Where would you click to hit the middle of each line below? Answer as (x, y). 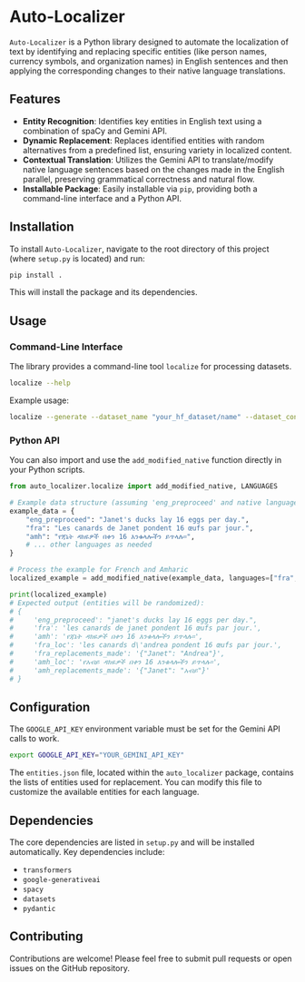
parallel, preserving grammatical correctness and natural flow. (139, 179)
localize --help (40, 383)
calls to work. (34, 739)
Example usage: (39, 400)
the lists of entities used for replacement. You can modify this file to (136, 782)
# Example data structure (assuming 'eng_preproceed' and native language (154, 503)
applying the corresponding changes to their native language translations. (148, 71)
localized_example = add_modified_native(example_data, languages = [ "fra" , (154, 578)
